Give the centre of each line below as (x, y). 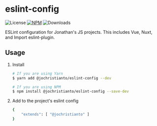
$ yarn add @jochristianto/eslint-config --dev (62, 78)
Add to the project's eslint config (45, 101)
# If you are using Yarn (38, 74)
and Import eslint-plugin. (30, 37)
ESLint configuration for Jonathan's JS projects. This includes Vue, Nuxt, (79, 32)
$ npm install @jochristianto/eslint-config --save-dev (70, 92)
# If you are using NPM (37, 87)
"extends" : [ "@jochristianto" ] (55, 114)
